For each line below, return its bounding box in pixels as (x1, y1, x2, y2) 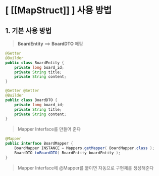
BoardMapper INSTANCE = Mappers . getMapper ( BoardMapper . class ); (14, 146, 155, 151)
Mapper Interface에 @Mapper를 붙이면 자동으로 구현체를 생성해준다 (17, 165, 154, 171)
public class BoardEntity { (5, 60, 65, 65)
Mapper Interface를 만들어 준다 (17, 126, 81, 132)
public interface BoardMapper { (5, 141, 73, 146)
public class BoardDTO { (5, 97, 58, 103)
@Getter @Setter (5, 88, 39, 94)
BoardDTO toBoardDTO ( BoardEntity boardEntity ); (14, 150, 121, 155)
